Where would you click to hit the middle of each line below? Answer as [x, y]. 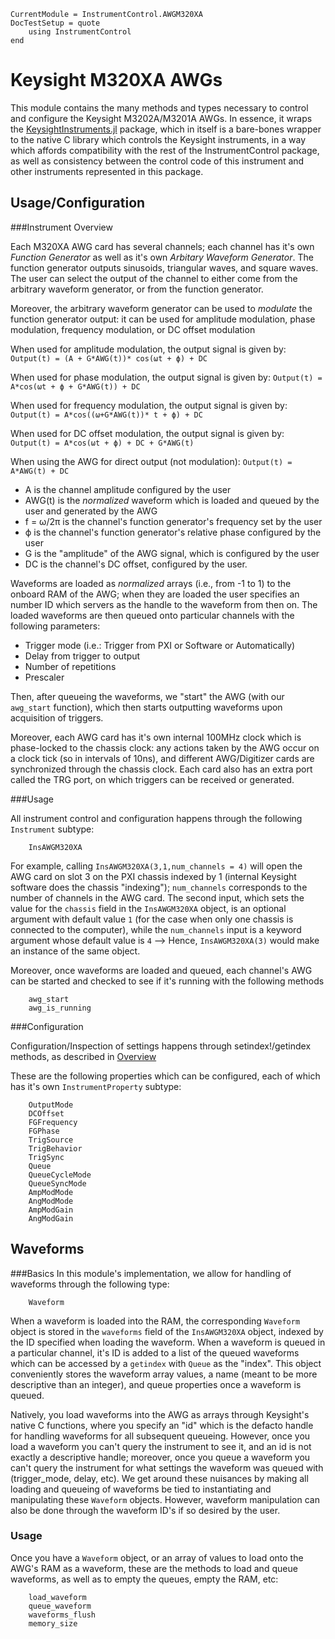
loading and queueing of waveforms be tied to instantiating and [141, 1489]
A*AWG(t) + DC [40, 471]
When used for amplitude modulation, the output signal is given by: [148, 349]
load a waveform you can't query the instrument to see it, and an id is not [161, 1446]
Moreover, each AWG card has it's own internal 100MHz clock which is [156, 737]
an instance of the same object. [75, 951]
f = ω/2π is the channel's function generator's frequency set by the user [173, 521]
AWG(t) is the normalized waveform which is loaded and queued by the [172, 500]
